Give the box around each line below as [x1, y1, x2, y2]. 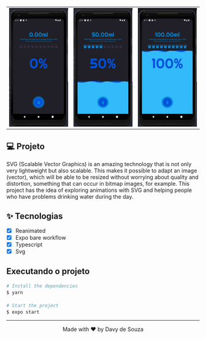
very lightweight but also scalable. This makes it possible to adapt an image [6, 167, 197, 175]
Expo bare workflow [15, 234, 66, 241]
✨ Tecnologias [6, 211, 63, 221]
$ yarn [6, 289, 23, 295]
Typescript [15, 241, 43, 248]
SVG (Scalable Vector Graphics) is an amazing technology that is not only [6, 161, 192, 168]
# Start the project [6, 302, 59, 308]
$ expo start [6, 309, 40, 315]
